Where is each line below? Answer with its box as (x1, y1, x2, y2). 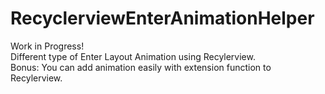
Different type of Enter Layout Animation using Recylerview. (10, 50, 256, 62)
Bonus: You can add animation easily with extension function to (10, 61, 272, 73)
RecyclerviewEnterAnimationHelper (10, 7, 315, 30)
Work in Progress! (10, 40, 85, 52)
